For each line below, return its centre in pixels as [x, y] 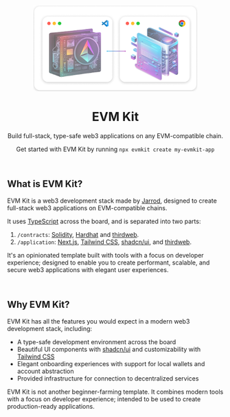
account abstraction [45, 371]
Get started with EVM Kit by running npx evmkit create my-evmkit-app [115, 149]
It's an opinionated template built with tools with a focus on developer [105, 255]
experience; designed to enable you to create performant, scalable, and [108, 262]
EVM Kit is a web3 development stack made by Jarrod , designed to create [112, 201]
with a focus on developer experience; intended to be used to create [104, 399]
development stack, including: [50, 328]
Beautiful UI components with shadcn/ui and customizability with [109, 349]
